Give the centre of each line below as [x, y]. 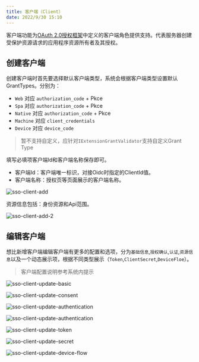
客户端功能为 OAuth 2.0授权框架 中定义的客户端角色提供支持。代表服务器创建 [99, 35]
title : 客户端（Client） [35, 12]
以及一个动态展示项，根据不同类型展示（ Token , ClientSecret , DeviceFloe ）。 [101, 259]
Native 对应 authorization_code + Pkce [63, 113]
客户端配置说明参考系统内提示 [57, 272]
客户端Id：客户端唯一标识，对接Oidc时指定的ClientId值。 [84, 173]
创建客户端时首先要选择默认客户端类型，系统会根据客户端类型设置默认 [92, 79]
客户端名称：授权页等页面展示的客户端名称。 [70, 180]
